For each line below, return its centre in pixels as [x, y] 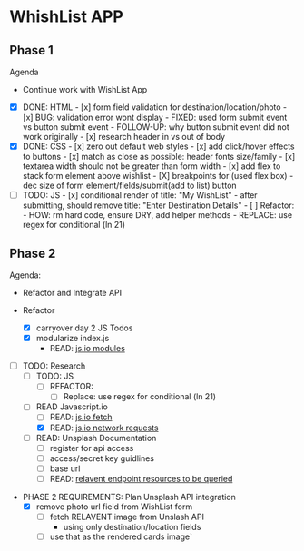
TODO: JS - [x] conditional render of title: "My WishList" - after [140, 195]
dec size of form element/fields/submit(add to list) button [130, 186]
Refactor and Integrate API [72, 293]
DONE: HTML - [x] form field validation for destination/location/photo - [155, 107]
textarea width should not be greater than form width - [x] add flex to [152, 166]
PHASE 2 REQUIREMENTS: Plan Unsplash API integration [129, 497]
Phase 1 [32, 50]
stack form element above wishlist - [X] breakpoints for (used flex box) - [158, 176]
